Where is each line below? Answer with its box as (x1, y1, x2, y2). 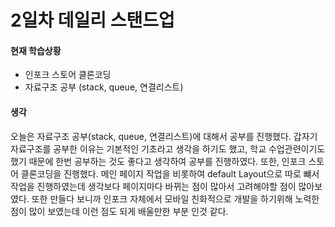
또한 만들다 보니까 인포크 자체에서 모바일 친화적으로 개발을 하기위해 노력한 (31, 192, 320, 205)
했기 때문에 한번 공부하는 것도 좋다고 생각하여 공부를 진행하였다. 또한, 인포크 (10, 155, 307, 167)
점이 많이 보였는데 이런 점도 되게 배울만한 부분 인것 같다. (10, 205, 229, 217)
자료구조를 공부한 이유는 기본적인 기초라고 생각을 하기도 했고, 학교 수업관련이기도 (10, 142, 326, 155)
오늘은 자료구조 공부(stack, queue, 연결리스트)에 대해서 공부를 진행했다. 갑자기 (10, 130, 318, 142)
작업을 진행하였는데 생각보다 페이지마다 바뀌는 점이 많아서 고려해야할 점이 (10, 180, 297, 192)
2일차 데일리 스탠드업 (10, 9, 175, 32)
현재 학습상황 (10, 44, 62, 56)
